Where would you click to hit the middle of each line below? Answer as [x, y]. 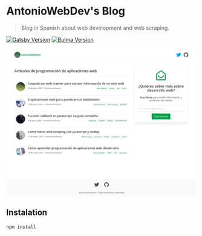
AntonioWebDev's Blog [66, 11]
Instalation [27, 212]
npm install [21, 227]
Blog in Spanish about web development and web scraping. [95, 28]
